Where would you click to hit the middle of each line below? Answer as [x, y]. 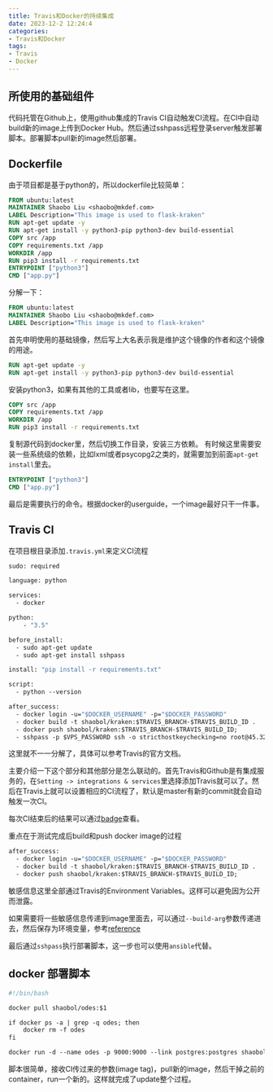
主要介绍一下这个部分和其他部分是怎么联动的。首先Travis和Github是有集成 [133, 771]
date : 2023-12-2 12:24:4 [50, 24]
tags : [17, 46]
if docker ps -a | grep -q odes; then [74, 1023]
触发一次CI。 [30, 801]
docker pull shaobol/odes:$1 [58, 1008]
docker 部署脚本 [50, 974]
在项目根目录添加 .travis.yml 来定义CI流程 [78, 550]
